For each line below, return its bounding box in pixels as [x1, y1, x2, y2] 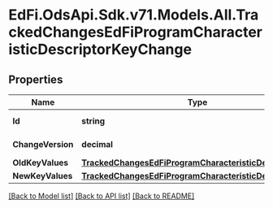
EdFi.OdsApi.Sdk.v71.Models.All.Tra [8, 6, 259, 24]
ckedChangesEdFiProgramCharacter [8, 23, 262, 41]
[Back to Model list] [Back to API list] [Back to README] [8, 191, 195, 201]
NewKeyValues [12, 171, 73, 181]
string [80, 115, 106, 127]
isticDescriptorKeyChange [8, 41, 193, 58]
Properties [8, 72, 63, 86]
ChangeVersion [12, 139, 74, 149]
